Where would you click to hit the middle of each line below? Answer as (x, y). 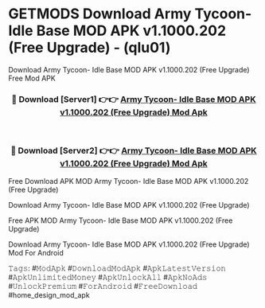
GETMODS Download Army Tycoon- (130, 14)
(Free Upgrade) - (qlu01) (90, 48)
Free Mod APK (32, 78)
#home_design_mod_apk (49, 294)
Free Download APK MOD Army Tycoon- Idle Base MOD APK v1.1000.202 (129, 181)
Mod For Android (36, 252)
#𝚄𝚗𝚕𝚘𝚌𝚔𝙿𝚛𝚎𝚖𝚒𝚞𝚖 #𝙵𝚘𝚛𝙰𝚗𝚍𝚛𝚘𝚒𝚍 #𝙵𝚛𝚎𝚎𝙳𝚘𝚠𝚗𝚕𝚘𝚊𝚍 (103, 286)
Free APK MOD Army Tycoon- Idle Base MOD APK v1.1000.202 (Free (121, 220)
